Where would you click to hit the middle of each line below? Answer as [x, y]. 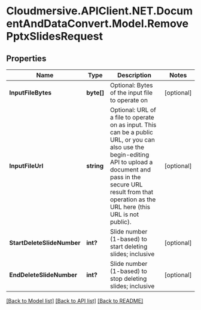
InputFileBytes [31, 93]
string [95, 166]
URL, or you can [133, 140]
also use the [127, 147]
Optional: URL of [133, 110]
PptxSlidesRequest [55, 36]
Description [134, 75]
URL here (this [130, 207]
